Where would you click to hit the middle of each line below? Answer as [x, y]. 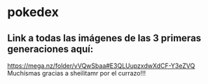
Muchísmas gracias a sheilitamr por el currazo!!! [77, 73]
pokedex [33, 12]
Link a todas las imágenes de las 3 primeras [104, 38]
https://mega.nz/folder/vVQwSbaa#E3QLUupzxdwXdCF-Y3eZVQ [101, 66]
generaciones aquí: [50, 49]
